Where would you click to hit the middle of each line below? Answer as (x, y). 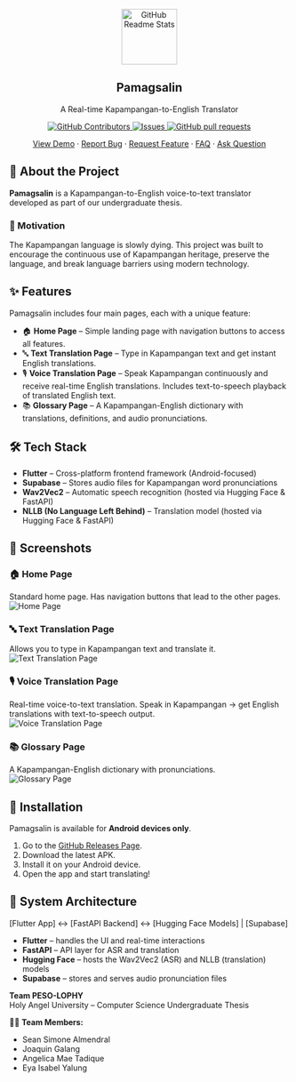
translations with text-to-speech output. (82, 713)
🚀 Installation (46, 807)
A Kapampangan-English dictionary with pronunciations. (112, 770)
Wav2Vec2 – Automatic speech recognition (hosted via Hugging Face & (154, 492)
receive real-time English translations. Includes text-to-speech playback (154, 386)
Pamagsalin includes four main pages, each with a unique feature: (130, 313)
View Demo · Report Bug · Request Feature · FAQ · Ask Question (149, 143)
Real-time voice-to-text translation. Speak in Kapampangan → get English (144, 704)
